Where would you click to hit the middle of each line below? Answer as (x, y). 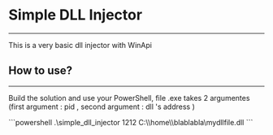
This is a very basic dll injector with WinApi (80, 45)
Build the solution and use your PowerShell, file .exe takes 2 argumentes (129, 98)
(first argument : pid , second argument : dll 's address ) (102, 107)
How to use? (41, 71)
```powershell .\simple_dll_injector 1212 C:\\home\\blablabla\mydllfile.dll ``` (131, 122)
